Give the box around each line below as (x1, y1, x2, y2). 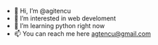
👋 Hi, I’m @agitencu (13, 7, 72, 15)
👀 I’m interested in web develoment (13, 14, 116, 22)
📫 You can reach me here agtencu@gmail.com (13, 30, 151, 38)
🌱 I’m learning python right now (13, 22, 105, 30)
